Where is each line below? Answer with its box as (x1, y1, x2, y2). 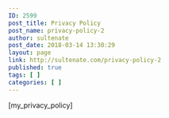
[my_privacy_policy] (8, 100, 73, 110)
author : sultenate (8, 33, 69, 42)
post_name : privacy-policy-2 (8, 26, 105, 34)
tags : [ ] (8, 71, 41, 79)
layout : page (8, 49, 52, 57)
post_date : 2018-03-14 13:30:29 (8, 41, 115, 49)
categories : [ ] (8, 78, 62, 86)
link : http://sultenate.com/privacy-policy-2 (8, 57, 161, 65)
